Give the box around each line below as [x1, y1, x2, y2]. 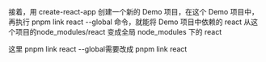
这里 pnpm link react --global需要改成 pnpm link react [8, 44, 188, 54]
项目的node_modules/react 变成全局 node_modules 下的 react [15, 27, 222, 36]
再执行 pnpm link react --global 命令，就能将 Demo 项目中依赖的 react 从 [8, 17, 251, 27]
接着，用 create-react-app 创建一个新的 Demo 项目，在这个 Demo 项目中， [8, 7, 259, 16]
